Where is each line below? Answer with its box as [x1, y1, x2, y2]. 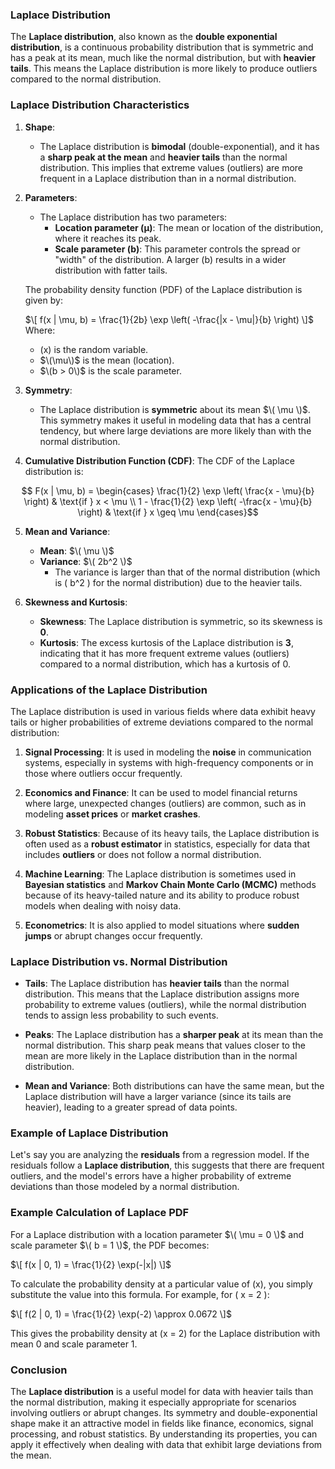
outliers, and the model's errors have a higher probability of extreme [10, 1170, 292, 1182]
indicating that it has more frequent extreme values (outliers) [39, 647, 290, 659]
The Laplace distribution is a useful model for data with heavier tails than [10, 1386, 314, 1398]
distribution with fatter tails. [54, 264, 168, 276]
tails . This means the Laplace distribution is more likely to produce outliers [10, 63, 318, 75]
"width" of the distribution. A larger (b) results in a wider [54, 253, 287, 265]
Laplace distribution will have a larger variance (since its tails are [24, 1091, 292, 1103]
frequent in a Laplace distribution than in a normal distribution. [39, 172, 297, 184]
